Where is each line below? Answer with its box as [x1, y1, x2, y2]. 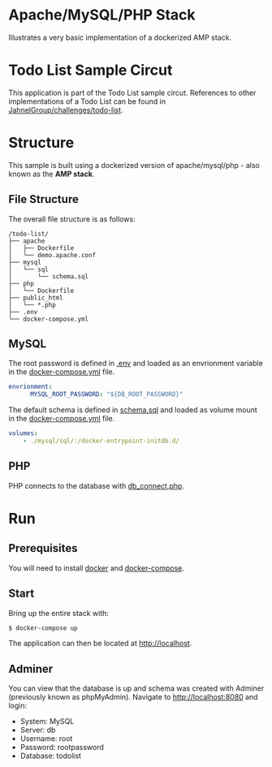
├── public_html [8, 294, 63, 302]
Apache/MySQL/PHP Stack [8, 6, 196, 24]
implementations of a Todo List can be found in [8, 96, 166, 106]
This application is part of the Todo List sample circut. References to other [8, 88, 257, 97]
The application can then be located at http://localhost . [8, 639, 192, 649]
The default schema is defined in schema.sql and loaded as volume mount [8, 405, 257, 415]
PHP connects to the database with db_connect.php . [8, 480, 185, 490]
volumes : [8, 429, 38, 437]
